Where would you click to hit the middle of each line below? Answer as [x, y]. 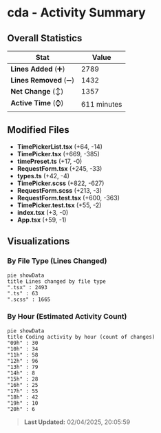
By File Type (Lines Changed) [57, 261]
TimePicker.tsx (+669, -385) [58, 154]
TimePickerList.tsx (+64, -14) [60, 147]
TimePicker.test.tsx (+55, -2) [59, 205]
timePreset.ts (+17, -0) [50, 161]
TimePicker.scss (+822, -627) [61, 183]
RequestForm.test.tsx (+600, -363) [68, 198]
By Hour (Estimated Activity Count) [67, 317]
